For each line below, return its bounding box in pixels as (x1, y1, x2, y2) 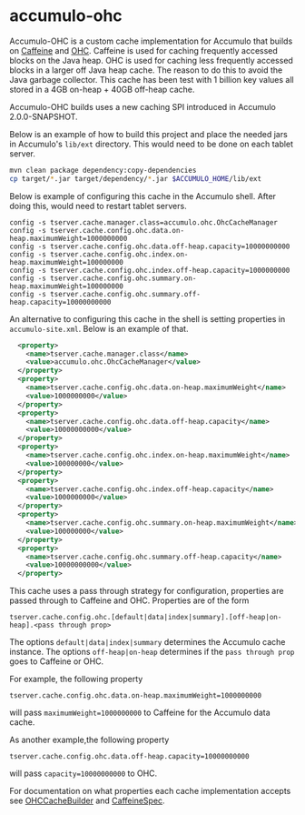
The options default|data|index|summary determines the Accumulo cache (9, 637, 286, 648)
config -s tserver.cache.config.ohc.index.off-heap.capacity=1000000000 (9, 266, 290, 275)
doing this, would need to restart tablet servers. (9, 200, 188, 211)
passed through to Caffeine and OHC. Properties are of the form (9, 595, 250, 606)
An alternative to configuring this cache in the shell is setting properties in (9, 313, 286, 324)
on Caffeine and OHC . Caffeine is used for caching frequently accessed (9, 45, 279, 55)
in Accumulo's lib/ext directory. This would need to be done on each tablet (9, 138, 293, 149)
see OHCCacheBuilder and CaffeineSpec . (9, 795, 165, 806)
